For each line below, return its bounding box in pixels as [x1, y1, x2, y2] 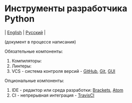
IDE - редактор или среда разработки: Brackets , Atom [11, 87, 124, 93]
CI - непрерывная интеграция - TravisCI [11, 92, 94, 98]
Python [4, 13, 35, 24]
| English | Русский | [4, 29, 46, 35]
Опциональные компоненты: [4, 78, 64, 83]
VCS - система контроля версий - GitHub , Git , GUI [11, 68, 115, 74]
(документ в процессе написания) [4, 39, 76, 44]
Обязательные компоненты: [4, 48, 63, 54]
